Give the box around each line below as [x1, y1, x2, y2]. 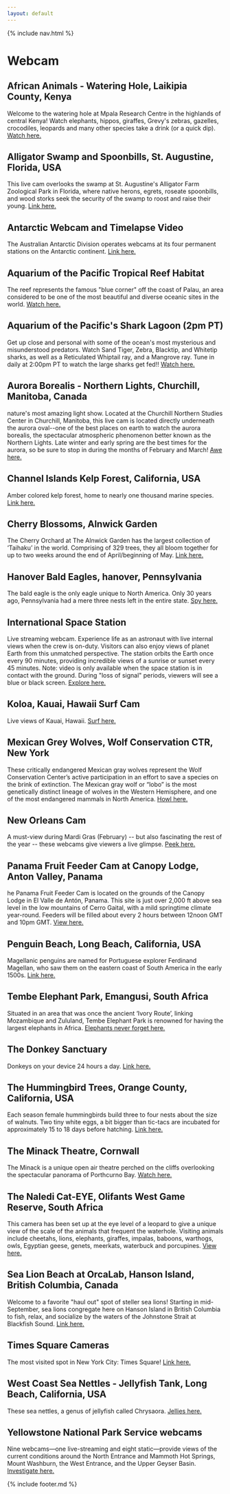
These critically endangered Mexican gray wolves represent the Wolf [7, 766, 203, 774]
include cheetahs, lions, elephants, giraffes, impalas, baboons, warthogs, [7, 1234, 214, 1242]
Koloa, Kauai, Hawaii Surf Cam [7, 698, 141, 710]
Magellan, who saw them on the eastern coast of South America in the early [7, 963, 222, 972]
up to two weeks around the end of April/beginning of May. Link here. [7, 551, 204, 559]
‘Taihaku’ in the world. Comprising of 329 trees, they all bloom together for [7, 544, 218, 552]
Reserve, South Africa [7, 1201, 104, 1213]
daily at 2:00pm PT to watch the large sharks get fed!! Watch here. [7, 360, 196, 368]
